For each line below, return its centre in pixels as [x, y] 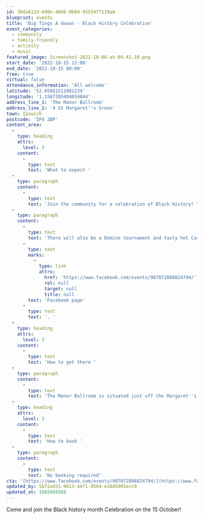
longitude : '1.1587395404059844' [49, 97]
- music [22, 52]
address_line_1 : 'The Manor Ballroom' [55, 102]
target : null [61, 289]
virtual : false [25, 80]
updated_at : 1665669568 [36, 492]
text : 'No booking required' [65, 475]
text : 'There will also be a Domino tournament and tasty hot [108, 238]
